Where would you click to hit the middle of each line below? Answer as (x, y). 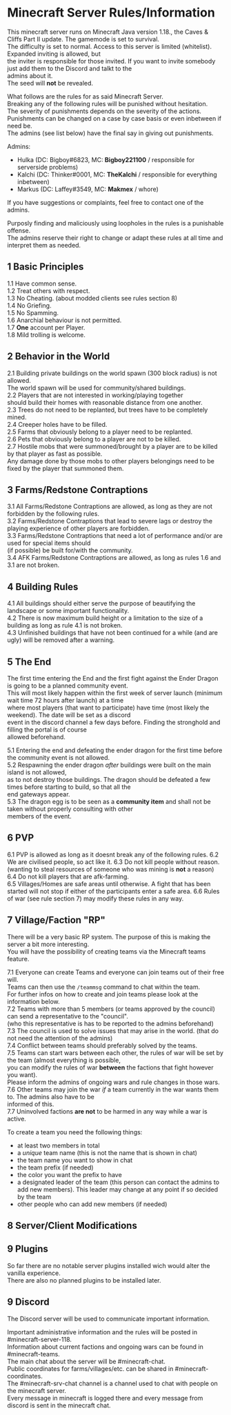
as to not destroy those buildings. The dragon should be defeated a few (109, 780)
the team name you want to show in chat (75, 1160)
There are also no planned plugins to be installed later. (84, 1280)
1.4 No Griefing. (29, 305)
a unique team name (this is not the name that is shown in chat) (107, 1152)
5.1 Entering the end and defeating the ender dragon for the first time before (115, 750)
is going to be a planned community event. (68, 685)
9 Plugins (28, 1249)
